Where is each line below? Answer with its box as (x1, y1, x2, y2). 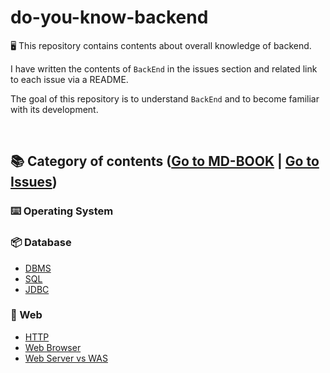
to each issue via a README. (10, 73, 129, 85)
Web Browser (24, 341, 82, 353)
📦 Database (10, 236, 72, 250)
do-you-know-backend (10, 6, 209, 29)
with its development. (10, 103, 99, 115)
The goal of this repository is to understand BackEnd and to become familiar (10, 92, 320, 105)
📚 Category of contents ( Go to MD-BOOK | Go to (10, 153, 320, 170)
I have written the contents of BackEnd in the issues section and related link (10, 62, 318, 75)
